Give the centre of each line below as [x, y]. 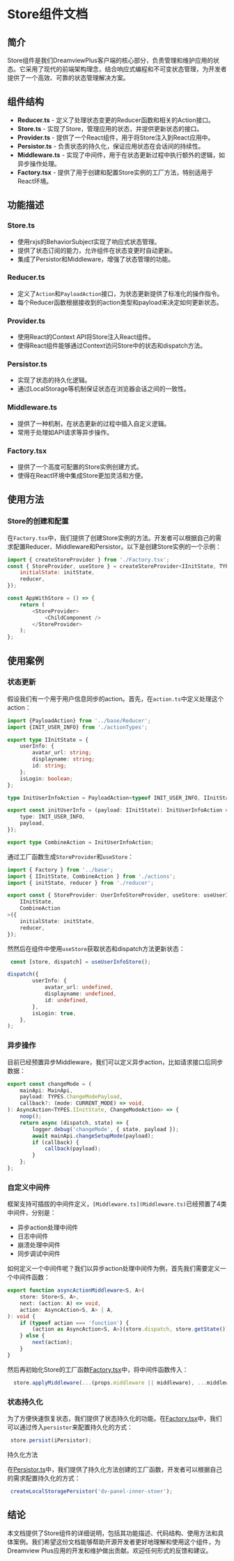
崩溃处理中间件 [39, 1245]
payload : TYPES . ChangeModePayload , [71, 1097]
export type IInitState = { [48, 740]
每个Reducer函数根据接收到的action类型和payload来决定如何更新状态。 [120, 302]
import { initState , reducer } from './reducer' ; [81, 883]
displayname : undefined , [80, 994]
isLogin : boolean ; [46, 779]
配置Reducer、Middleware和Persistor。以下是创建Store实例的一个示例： [117, 546]
